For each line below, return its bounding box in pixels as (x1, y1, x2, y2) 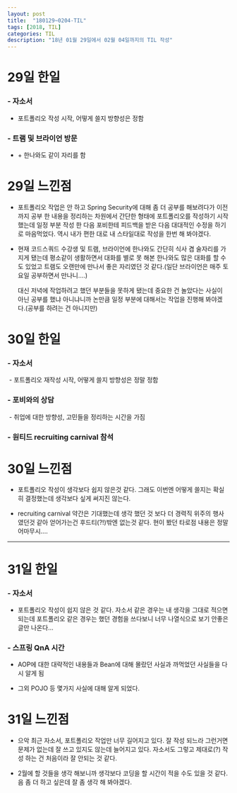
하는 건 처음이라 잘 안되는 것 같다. (25, 754, 118, 763)
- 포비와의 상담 (7, 395, 54, 405)
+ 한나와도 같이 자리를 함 (17, 150, 86, 159)
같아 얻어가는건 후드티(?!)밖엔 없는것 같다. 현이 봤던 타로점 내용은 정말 (36, 518, 229, 527)
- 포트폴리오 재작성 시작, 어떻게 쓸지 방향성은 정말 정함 (8, 376, 159, 384)
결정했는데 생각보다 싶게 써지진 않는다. (25, 494, 131, 503)
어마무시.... (17, 527, 48, 535)
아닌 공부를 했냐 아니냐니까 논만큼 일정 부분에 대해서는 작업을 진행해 (17, 295, 205, 303)
